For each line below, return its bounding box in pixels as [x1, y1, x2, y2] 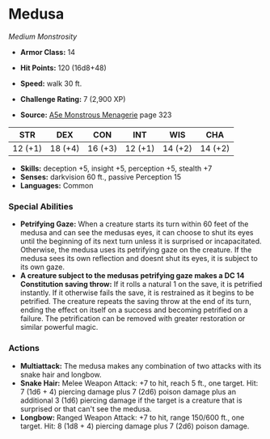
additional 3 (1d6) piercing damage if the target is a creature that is [19, 395, 243, 405]
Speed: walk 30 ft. [19, 78, 82, 88]
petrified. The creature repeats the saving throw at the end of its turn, [19, 297, 252, 306]
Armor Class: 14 [19, 47, 75, 57]
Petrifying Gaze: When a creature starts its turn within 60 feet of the [19, 219, 249, 229]
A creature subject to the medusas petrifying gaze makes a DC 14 [19, 271, 245, 281]
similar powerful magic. [19, 323, 99, 332]
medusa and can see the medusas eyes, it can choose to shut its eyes [19, 228, 254, 238]
